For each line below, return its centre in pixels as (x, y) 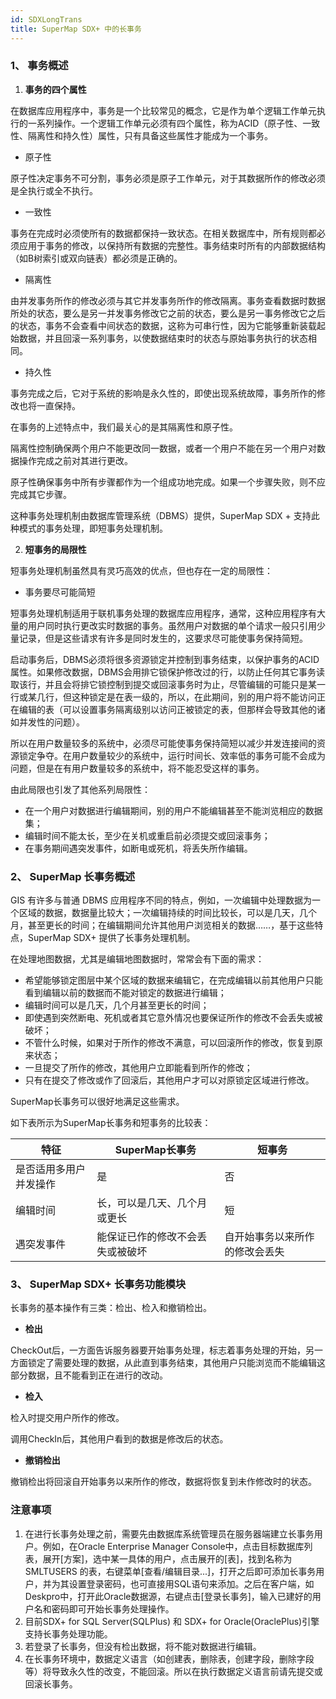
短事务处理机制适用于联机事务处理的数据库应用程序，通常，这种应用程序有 (163, 613)
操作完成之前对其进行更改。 (75, 460)
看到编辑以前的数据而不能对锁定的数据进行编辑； (125, 993)
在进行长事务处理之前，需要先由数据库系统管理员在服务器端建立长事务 (169, 1533)
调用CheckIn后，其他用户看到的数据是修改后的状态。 (119, 1439)
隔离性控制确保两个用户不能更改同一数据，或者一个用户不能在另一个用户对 (163, 448)
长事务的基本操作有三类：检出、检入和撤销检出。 (111, 1308)
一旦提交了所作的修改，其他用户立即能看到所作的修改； (138, 1068)
